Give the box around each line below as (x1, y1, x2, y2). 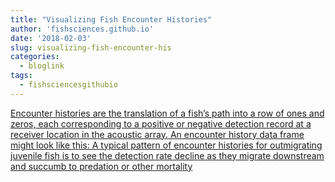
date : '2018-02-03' (10, 33, 92, 43)
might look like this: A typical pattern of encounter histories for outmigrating (10, 139, 323, 151)
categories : (10, 52, 60, 62)
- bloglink (19, 61, 65, 71)
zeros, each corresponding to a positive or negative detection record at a (10, 117, 312, 130)
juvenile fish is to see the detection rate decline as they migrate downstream (10, 149, 325, 161)
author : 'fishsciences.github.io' (10, 24, 155, 34)
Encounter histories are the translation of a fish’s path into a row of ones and (10, 107, 325, 119)
